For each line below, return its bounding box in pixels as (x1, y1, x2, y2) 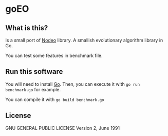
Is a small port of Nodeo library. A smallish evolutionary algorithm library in (5, 37, 163, 43)
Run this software (5, 67, 63, 76)
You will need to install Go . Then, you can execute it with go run (5, 81, 140, 87)
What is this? (5, 24, 48, 32)
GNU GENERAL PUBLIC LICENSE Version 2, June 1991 (5, 125, 120, 131)
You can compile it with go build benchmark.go (5, 96, 104, 103)
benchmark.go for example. (5, 86, 61, 92)
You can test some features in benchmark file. (5, 52, 103, 59)
